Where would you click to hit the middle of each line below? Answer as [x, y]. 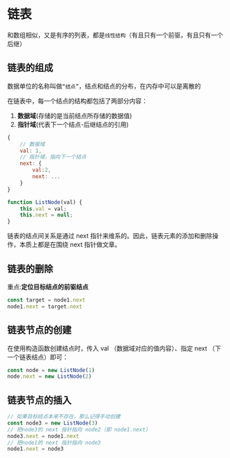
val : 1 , [31, 151]
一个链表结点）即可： [38, 357]
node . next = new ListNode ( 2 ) [49, 377]
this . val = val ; [44, 209]
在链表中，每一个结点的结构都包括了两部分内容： [77, 101]
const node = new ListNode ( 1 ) [51, 370]
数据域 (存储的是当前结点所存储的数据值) [75, 115]
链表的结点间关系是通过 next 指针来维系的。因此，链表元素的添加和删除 [110, 236]
